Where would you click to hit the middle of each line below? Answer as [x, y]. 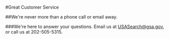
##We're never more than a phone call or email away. [61, 17]
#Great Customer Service [32, 7]
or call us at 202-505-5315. [34, 32]
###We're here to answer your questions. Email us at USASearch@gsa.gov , [85, 26]
